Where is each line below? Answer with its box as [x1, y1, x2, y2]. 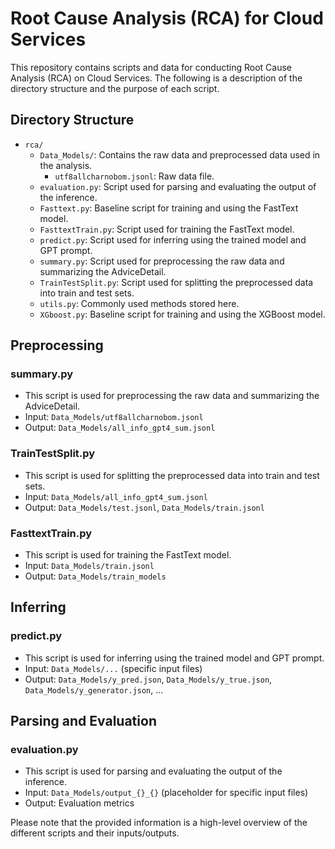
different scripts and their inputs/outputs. [10, 827, 180, 839]
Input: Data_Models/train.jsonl [24, 560, 155, 572]
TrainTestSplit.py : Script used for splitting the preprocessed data [39, 276, 314, 288]
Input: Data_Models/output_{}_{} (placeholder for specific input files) [24, 787, 309, 799]
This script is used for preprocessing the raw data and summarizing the [24, 390, 320, 402]
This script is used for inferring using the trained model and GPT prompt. [24, 652, 325, 664]
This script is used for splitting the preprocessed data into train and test [24, 469, 320, 481]
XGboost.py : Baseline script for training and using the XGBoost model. [39, 308, 326, 320]
